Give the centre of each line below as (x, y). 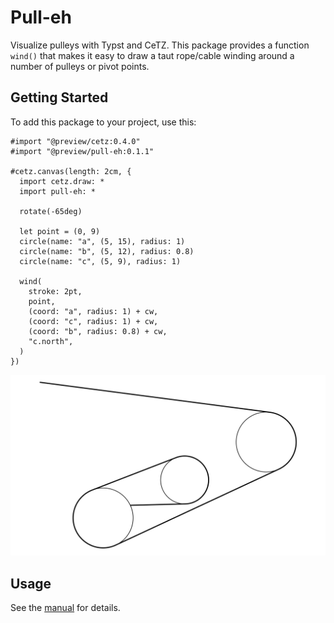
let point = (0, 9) (60, 231)
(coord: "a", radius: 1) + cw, (93, 311)
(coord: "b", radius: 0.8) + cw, (98, 331)
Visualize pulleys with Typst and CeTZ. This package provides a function (160, 45)
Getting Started (59, 97)
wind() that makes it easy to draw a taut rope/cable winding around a (152, 55)
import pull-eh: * (58, 191)
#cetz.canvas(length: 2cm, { (71, 171)
